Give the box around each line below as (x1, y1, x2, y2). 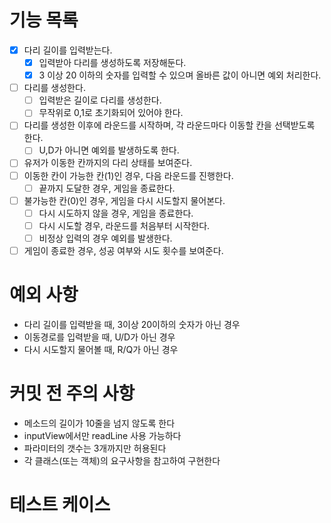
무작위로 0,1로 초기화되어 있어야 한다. (38, 107, 184, 119)
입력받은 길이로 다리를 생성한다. (38, 94, 162, 106)
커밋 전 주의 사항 (9, 382, 136, 405)
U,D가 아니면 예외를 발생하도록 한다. (38, 144, 180, 156)
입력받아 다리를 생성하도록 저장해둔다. (38, 57, 187, 68)
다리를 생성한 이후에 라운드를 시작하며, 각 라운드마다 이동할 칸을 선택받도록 (23, 119, 316, 131)
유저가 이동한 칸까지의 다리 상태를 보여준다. (23, 157, 193, 169)
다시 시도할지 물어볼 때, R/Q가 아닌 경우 (23, 343, 179, 355)
